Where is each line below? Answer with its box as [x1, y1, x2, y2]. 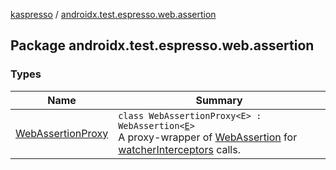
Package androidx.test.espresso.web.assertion [10, 37, 315, 54]
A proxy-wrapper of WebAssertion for [118, 130, 298, 144]
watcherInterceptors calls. [118, 142, 241, 156]
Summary [195, 93, 243, 107]
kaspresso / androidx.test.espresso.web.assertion [10, 9, 217, 20]
